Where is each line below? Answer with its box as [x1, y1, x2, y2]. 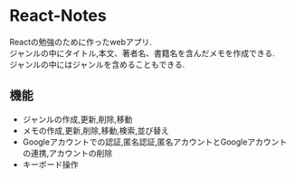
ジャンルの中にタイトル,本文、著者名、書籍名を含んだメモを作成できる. [9, 47, 276, 59]
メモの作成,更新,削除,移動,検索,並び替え [22, 125, 169, 136]
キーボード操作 [22, 159, 79, 170]
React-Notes [9, 5, 107, 26]
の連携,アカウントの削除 [22, 147, 113, 158]
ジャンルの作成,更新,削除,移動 [22, 114, 133, 125]
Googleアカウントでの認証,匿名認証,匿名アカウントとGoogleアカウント [22, 136, 288, 147]
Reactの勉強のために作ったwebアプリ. [9, 36, 152, 47]
